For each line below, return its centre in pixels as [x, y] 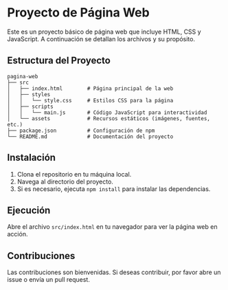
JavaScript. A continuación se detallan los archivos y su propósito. [101, 38]
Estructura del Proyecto [59, 61]
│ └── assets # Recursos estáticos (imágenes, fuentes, [109, 118]
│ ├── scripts [30, 107]
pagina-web [23, 76]
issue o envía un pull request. [49, 280]
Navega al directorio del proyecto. [65, 181]
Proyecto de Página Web [78, 13]
